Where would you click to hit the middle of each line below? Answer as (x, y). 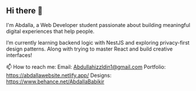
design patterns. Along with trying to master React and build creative (89, 49)
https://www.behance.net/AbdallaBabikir (55, 81)
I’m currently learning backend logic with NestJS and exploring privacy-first (98, 42)
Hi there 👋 (24, 11)
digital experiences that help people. (50, 31)
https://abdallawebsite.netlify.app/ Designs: (59, 75)
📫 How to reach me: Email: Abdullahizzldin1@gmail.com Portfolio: (86, 67)
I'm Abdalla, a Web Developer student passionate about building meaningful (98, 25)
